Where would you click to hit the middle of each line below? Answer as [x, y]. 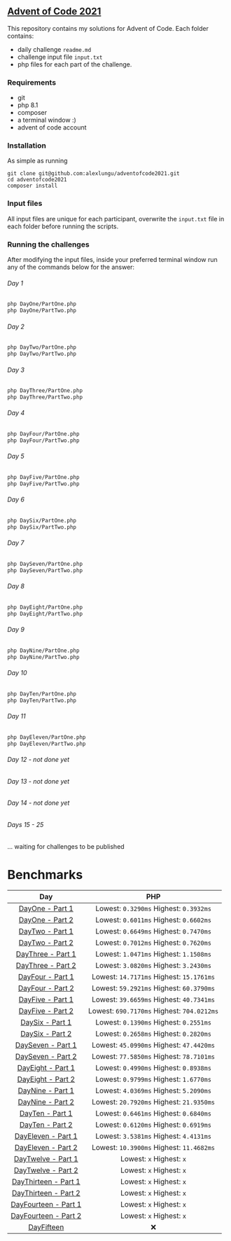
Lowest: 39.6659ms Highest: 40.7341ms [154, 999]
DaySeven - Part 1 [46, 1045]
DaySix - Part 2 [46, 1034]
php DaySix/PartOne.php [42, 520]
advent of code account [52, 127]
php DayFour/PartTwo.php [43, 441]
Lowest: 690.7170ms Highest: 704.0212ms [154, 1011]
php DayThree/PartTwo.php [45, 397]
